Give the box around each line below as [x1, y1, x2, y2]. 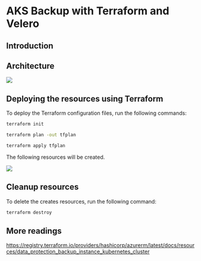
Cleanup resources [6, 182, 79, 192]
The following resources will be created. [6, 153, 105, 161]
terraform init [6, 121, 44, 127]
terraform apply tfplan [6, 142, 66, 149]
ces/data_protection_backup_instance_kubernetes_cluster [6, 248, 150, 255]
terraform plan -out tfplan [6, 132, 77, 138]
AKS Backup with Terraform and [6, 4, 169, 18]
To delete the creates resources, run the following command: [6, 198, 157, 205]
